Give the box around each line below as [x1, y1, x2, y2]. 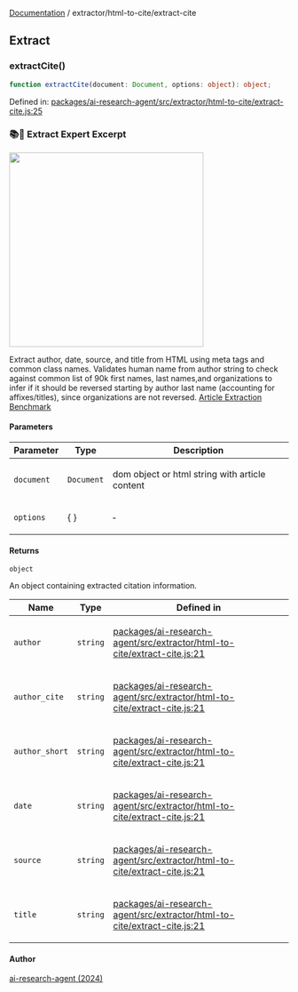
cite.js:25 [9, 106, 43, 116]
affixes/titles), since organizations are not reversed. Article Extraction [9, 391, 263, 403]
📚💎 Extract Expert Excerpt [9, 128, 127, 140]
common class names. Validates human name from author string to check [9, 364, 278, 374]
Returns [9, 545, 40, 556]
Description [172, 444, 224, 457]
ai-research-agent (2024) [9, 973, 104, 984]
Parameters [9, 421, 53, 432]
